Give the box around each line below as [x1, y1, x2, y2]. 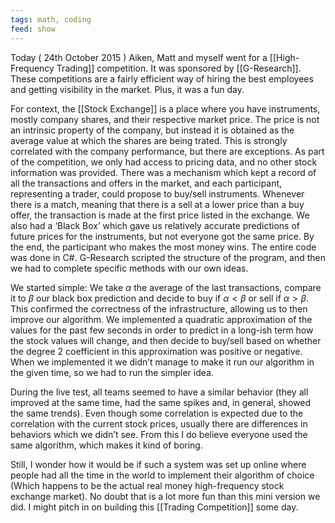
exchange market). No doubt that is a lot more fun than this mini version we [10, 490, 321, 502]
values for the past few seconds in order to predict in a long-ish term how [10, 324, 314, 336]
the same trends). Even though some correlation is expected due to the [10, 407, 304, 419]
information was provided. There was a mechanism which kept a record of [10, 166, 317, 178]
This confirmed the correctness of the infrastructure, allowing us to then [10, 302, 308, 315]
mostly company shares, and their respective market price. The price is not [10, 113, 320, 125]
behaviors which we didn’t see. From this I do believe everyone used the [10, 428, 308, 440]
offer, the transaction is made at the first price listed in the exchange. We [10, 209, 310, 221]
